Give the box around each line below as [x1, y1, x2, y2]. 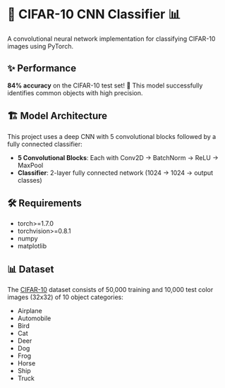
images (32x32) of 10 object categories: [7, 293, 123, 301]
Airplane [17, 307, 42, 315]
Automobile [17, 314, 51, 322]
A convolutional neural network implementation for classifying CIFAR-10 [7, 34, 216, 43]
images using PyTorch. [7, 42, 74, 50]
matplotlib [17, 242, 47, 250]
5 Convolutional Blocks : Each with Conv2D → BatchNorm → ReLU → [17, 153, 219, 162]
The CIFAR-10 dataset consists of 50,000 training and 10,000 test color [7, 286, 214, 294]
